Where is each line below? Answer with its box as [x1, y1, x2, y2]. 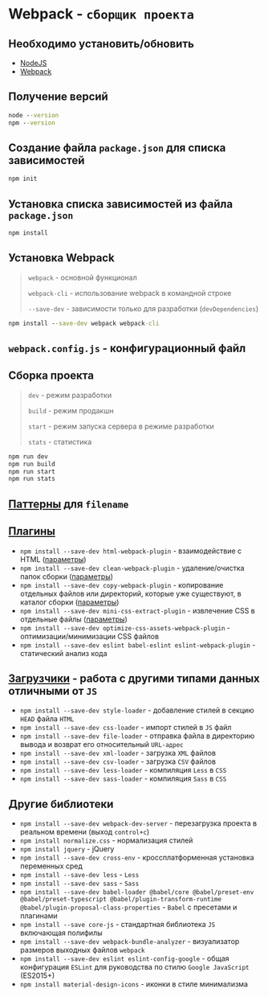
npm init [8, 174, 38, 183]
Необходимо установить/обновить [8, 37, 195, 51]
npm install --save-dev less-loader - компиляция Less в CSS [19, 765, 227, 775]
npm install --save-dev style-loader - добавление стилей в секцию [19, 705, 254, 716]
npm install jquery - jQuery [19, 844, 115, 854]
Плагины [8, 524, 56, 539]
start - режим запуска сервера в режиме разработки [27, 421, 214, 431]
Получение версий [8, 90, 108, 104]
